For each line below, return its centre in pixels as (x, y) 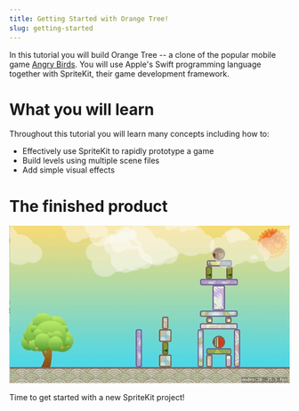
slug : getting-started (51, 28)
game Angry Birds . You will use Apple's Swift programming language (135, 64)
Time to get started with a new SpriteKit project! (97, 397)
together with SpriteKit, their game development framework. (119, 73)
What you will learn (82, 109)
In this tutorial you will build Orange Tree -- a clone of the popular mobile (143, 54)
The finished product (89, 206)
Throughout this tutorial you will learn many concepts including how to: (139, 134)
